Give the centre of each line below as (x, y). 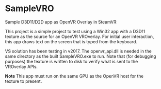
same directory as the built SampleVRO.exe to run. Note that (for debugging (80, 56)
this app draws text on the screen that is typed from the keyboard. (71, 41)
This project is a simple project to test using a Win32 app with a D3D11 (75, 31)
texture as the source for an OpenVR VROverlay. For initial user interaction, (80, 36)
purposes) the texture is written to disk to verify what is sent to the (72, 61)
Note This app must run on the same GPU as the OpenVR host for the (74, 76)
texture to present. (24, 81)
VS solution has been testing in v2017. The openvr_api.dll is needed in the (78, 51)
